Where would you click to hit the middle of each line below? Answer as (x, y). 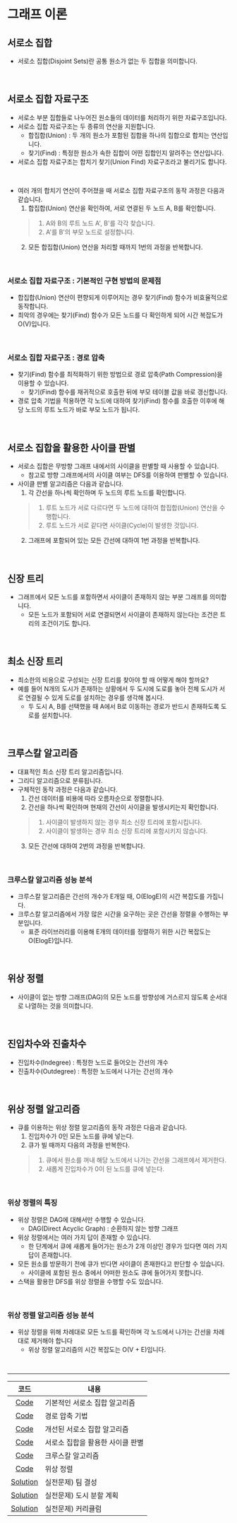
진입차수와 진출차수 (47, 1044)
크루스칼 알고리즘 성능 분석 (50, 879)
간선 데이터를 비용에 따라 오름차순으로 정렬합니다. (96, 798)
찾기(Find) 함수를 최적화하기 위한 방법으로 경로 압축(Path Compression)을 (120, 375)
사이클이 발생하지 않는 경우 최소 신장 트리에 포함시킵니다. (124, 822)
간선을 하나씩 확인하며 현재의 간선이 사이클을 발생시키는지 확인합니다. (123, 807)
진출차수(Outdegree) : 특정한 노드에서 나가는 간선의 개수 (96, 1071)
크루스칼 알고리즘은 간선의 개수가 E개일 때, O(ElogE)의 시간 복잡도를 (111, 896)
